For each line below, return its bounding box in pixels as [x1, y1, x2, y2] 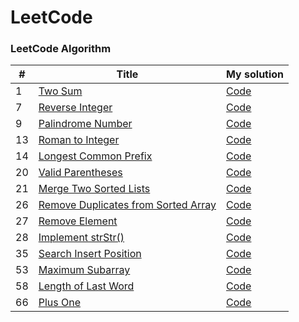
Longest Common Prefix [38, 149, 153, 163]
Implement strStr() [38, 231, 125, 245]
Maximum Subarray [38, 263, 131, 277]
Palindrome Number [38, 117, 133, 131]
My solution [226, 67, 285, 81]
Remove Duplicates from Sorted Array [38, 198, 217, 212]
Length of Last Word [38, 279, 135, 293]
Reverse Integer [38, 101, 113, 115]
